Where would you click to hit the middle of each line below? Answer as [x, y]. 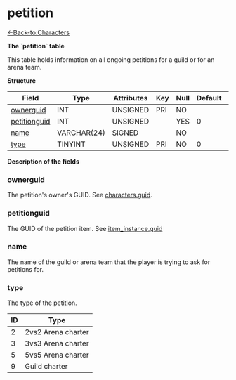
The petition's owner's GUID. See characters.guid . [80, 195]
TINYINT [71, 144]
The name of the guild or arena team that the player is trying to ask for [109, 262]
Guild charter [46, 367]
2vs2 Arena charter [57, 332]
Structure [22, 80]
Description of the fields [43, 161]
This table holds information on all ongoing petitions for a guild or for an [111, 59]
